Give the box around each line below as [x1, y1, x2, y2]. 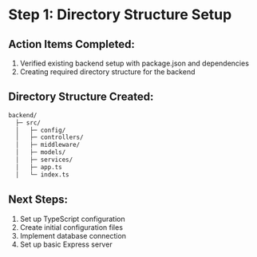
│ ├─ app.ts [15, 163, 62, 171]
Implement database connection [19, 231, 126, 240]
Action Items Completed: [8, 38, 136, 51]
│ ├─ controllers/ [15, 133, 84, 141]
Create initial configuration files [19, 222, 124, 232]
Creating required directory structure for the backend [19, 67, 196, 77]
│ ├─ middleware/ [15, 141, 81, 149]
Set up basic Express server [19, 239, 113, 249]
